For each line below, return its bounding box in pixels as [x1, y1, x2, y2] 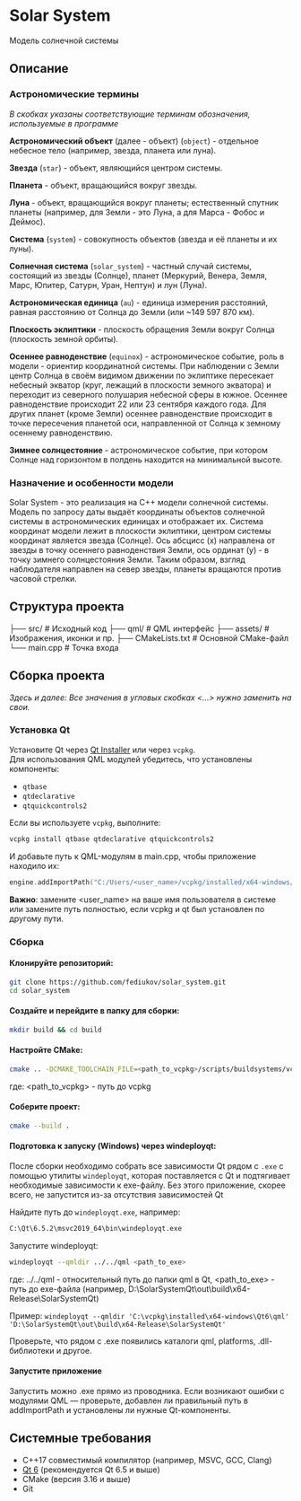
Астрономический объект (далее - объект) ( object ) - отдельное [9, 136, 260, 146]
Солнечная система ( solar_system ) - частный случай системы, [9, 260, 253, 271]
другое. [63, 1345, 92, 1356]
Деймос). [9, 216, 47, 227]
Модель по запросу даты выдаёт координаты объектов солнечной [9, 506, 266, 517]
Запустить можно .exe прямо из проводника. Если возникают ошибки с [9, 1385, 285, 1396]
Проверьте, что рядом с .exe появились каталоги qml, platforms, [9, 1335, 256, 1347]
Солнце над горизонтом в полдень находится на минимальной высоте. [9, 454, 283, 465]
